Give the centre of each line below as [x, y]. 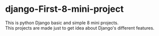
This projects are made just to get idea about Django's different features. [80, 28]
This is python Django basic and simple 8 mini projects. [62, 23]
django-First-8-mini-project [64, 9]
